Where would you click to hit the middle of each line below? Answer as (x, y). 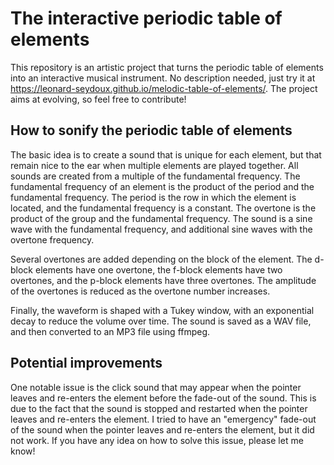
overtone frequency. (52, 239)
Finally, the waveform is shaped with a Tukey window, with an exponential (162, 310)
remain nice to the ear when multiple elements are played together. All (154, 165)
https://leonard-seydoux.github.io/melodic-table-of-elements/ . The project (164, 88)
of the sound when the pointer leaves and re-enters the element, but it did (162, 429)
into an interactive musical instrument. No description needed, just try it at (163, 78)
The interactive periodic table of (146, 18)
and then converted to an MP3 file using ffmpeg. (110, 331)
